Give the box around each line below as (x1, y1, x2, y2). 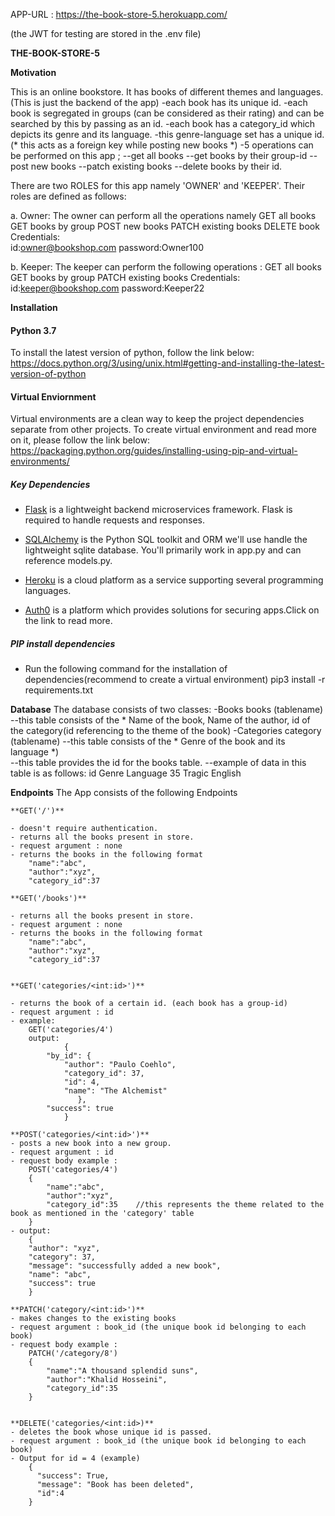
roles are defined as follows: (10, 190, 127, 202)
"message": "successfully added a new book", (28, 1261, 222, 1271)
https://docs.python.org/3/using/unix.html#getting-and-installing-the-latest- (10, 357, 325, 369)
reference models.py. (24, 555, 113, 567)
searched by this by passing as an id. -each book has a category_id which (10, 118, 316, 129)
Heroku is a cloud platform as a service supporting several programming (24, 574, 324, 586)
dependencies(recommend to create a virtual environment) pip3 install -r (24, 674, 326, 686)
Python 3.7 (10, 324, 57, 336)
